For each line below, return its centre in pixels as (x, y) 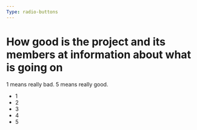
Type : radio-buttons (32, 12)
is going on (35, 67)
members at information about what (99, 54)
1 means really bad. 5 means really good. (57, 84)
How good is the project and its (86, 41)
